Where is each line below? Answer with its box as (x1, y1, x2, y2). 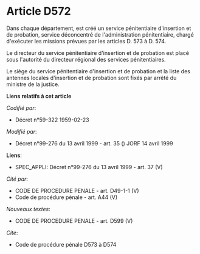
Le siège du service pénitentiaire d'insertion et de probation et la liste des (6, 67, 190, 74)
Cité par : (6, 175, 29, 183)
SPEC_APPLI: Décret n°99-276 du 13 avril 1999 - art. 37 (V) (15, 163, 163, 170)
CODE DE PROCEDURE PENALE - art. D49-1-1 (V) (15, 187, 139, 194)
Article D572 (6, 4, 71, 18)
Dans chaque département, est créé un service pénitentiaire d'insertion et (6, 24, 191, 32)
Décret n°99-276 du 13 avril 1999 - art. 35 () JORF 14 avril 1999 (15, 139, 173, 147)
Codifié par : (6, 104, 36, 111)
